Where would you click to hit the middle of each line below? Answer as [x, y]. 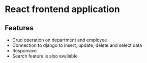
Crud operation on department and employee [60, 40]
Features [19, 28]
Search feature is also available [45, 56]
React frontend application [62, 9]
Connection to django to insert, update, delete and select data [77, 45]
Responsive [24, 51]
